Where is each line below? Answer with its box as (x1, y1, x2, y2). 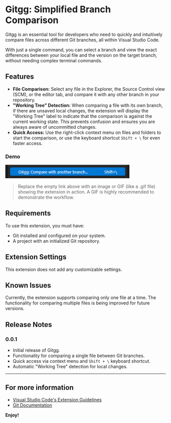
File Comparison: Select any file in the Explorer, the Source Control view (12, 86, 165, 92)
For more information (5, 383, 74, 392)
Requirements (5, 209, 51, 218)
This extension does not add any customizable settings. (5, 266, 122, 272)
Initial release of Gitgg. (12, 347, 60, 354)
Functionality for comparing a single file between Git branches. (12, 353, 145, 359)
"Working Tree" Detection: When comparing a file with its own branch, (12, 102, 163, 108)
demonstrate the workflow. (17, 194, 75, 200)
